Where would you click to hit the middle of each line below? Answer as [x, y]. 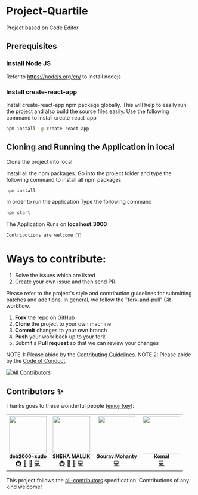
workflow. [18, 306]
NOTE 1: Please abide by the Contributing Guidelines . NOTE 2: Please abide [99, 355]
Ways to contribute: [56, 259]
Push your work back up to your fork [60, 337]
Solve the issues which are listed [55, 276]
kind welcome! [24, 487]
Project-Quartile [47, 11]
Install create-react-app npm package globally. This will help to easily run [96, 105]
